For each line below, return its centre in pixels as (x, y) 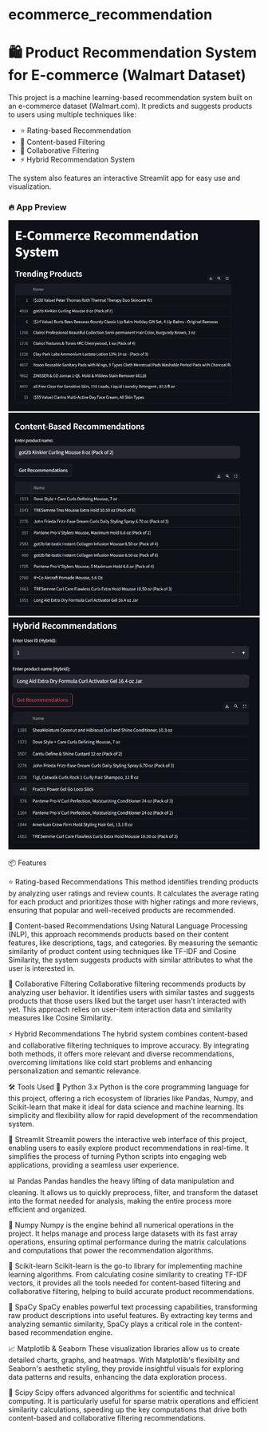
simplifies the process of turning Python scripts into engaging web (118, 1156)
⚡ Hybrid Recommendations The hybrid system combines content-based (128, 1033)
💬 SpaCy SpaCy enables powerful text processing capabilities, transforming (133, 1307)
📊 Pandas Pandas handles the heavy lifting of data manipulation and (121, 1180)
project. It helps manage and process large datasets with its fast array (123, 1233)
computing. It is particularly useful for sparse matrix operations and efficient (134, 1401)
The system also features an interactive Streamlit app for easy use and (124, 178)
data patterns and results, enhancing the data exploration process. (118, 1377)
